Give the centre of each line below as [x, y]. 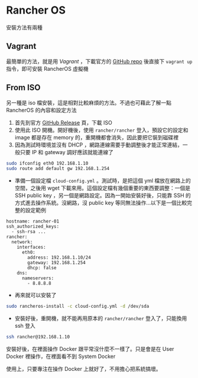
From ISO [23, 88]
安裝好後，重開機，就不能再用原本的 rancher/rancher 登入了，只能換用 [101, 318]
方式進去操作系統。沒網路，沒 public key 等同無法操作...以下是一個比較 [101, 203]
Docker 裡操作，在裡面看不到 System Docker [61, 356]
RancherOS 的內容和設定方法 [41, 110]
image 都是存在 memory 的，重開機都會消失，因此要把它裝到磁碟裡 [97, 137]
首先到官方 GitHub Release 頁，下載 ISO [63, 122]
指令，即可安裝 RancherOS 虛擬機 [47, 69]
